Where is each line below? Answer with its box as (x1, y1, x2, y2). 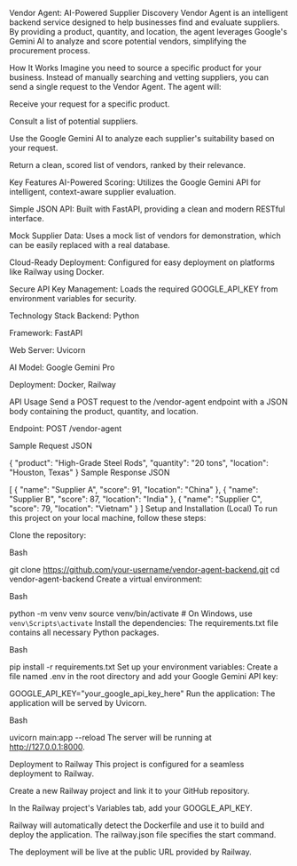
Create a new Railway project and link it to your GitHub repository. (9, 786, 250, 796)
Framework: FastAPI (9, 328, 83, 338)
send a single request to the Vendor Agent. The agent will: (9, 82, 222, 92)
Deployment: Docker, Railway (9, 380, 117, 389)
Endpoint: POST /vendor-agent (9, 423, 122, 434)
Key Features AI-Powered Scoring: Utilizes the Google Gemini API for (9, 177, 262, 188)
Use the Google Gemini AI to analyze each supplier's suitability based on (9, 133, 275, 143)
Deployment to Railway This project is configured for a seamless (9, 759, 245, 769)
